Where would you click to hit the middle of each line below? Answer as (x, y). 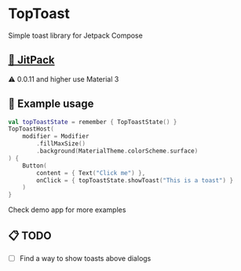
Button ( (35, 166)
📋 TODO (30, 235)
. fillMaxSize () (61, 144)
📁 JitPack (31, 60)
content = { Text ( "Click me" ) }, (91, 173)
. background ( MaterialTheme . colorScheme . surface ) (117, 151)
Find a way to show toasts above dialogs (85, 258)
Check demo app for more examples (67, 210)
